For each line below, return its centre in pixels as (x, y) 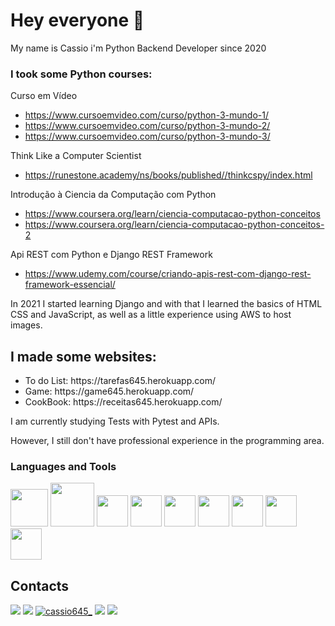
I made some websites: (83, 356)
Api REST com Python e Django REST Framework (111, 255)
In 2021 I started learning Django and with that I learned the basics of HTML (166, 304)
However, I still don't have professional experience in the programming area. (167, 441)
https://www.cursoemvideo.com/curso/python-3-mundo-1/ (146, 115)
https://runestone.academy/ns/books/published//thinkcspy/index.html (168, 175)
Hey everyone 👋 (77, 20)
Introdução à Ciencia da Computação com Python (113, 195)
